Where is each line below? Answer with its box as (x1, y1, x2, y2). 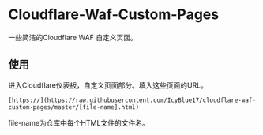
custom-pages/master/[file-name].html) (8, 103, 140, 111)
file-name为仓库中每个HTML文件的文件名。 (8, 118, 150, 127)
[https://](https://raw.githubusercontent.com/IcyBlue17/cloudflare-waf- (8, 96, 257, 104)
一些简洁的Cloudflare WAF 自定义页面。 (8, 32, 138, 42)
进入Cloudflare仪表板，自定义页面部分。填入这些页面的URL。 (8, 81, 208, 90)
